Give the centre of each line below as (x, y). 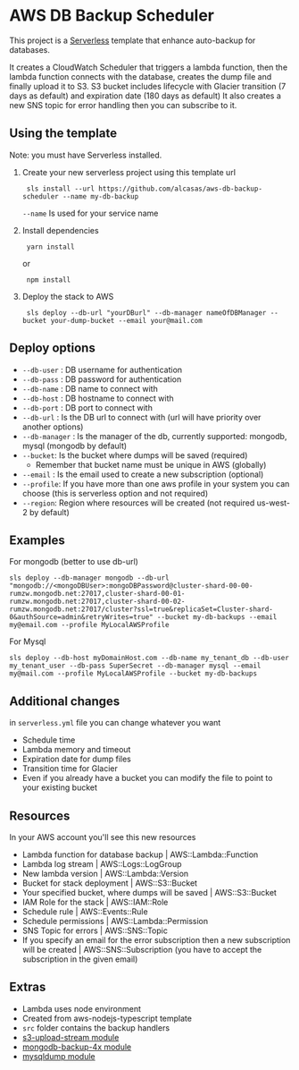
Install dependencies (61, 230)
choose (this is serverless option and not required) (115, 493)
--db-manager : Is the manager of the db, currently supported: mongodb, (154, 436)
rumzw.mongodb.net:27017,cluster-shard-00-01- (97, 594)
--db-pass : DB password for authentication (102, 379)
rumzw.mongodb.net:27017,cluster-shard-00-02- (97, 602)
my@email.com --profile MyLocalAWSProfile (89, 625)
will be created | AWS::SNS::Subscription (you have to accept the (142, 950)
